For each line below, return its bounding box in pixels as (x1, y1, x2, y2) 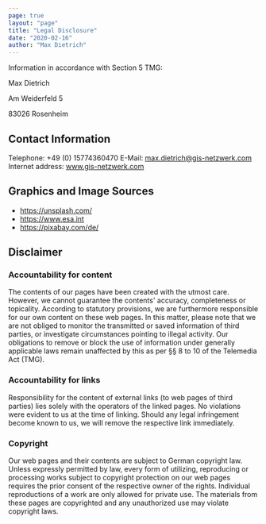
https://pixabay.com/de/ (19, 222, 99, 232)
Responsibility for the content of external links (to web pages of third (8, 392, 233, 402)
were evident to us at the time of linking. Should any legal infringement (8, 410, 240, 419)
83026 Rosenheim (8, 109, 69, 119)
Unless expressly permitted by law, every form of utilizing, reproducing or (8, 464, 249, 474)
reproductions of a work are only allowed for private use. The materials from (8, 490, 258, 499)
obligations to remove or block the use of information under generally (8, 338, 236, 348)
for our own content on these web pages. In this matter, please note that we (8, 313, 256, 322)
